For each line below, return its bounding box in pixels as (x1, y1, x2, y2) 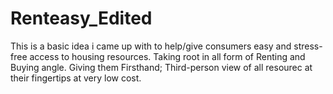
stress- (293, 40, 323, 52)
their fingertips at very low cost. (10, 72, 142, 84)
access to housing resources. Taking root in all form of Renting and (29, 50, 306, 62)
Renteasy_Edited (10, 7, 153, 30)
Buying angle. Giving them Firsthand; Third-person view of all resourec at (10, 61, 313, 73)
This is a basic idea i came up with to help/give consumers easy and (10, 40, 292, 52)
